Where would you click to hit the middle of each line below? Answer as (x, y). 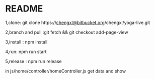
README (24, 9)
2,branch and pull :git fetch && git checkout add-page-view (67, 32)
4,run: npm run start (26, 51)
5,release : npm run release (33, 61)
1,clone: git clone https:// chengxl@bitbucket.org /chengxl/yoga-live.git (77, 22)
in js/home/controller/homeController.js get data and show (66, 71)
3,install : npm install (26, 42)
